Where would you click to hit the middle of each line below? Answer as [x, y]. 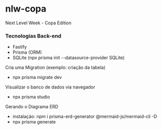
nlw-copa [26, 9]
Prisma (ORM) [27, 52]
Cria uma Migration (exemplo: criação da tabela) [56, 68]
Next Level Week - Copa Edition [38, 23]
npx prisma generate [34, 122]
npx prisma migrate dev [37, 77]
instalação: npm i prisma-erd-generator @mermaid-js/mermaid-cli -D [85, 116]
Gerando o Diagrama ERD [32, 107]
